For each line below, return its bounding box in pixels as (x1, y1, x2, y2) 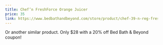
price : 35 (5, 12, 25, 16)
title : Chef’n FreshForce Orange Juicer (5, 7, 88, 12)
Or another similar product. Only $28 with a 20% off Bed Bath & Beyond (5, 30, 149, 35)
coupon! (5, 34, 22, 40)
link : (5, 16, 16, 21)
